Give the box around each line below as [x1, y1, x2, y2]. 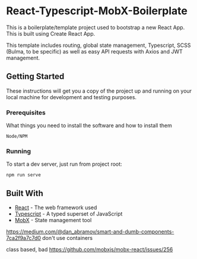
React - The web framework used [14, 204, 97, 211]
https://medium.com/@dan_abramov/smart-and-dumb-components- [6, 228, 174, 235]
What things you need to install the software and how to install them [6, 122, 172, 129]
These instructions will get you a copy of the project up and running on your [6, 87, 192, 94]
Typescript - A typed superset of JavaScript [14, 210, 123, 217]
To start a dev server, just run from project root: [6, 160, 123, 168]
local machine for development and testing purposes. [6, 93, 137, 100]
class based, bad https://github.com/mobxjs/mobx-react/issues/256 [6, 246, 173, 253]
